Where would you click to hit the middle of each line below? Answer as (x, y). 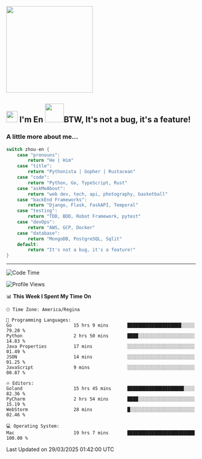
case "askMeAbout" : (41, 188)
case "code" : (33, 177)
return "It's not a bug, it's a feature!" (82, 250)
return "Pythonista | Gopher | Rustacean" (82, 172)
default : (28, 244)
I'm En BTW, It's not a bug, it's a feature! (105, 120)
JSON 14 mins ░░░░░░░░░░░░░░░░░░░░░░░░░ (101, 357)
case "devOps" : (36, 222)
